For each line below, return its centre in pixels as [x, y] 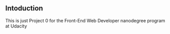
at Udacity [16, 26]
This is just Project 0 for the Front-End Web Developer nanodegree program [85, 20]
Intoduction [24, 8]
